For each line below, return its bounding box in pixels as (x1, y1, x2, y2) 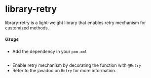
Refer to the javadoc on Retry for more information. (12, 67, 116, 73)
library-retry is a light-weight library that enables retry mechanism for (5, 20, 146, 26)
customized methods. (5, 25, 49, 30)
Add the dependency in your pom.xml (12, 48, 87, 54)
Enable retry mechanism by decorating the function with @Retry (12, 62, 142, 68)
